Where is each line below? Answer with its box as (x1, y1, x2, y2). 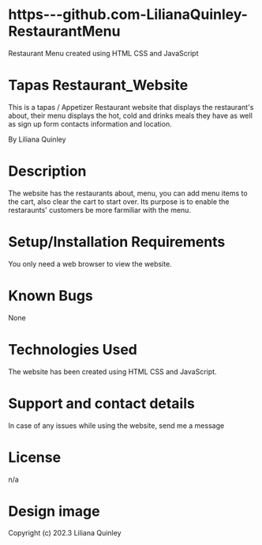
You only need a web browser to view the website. (8, 259, 172, 268)
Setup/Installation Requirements (8, 233, 226, 251)
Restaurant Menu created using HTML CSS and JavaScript (8, 48, 199, 58)
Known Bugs (8, 286, 93, 305)
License (8, 448, 62, 466)
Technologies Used (8, 340, 138, 358)
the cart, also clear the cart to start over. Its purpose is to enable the (8, 196, 230, 206)
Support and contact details (8, 394, 195, 412)
